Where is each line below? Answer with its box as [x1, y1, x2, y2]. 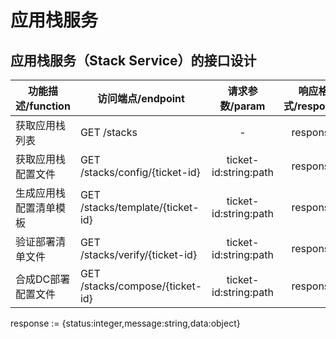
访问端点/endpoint [97, 92, 185, 105]
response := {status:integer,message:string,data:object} [10, 317, 241, 329]
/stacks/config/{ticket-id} [79, 166, 201, 179]
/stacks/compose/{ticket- [79, 279, 203, 293]
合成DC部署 [15, 272, 71, 286]
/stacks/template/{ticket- [79, 201, 200, 214]
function [29, 99, 71, 113]
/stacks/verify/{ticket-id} [79, 248, 198, 261]
